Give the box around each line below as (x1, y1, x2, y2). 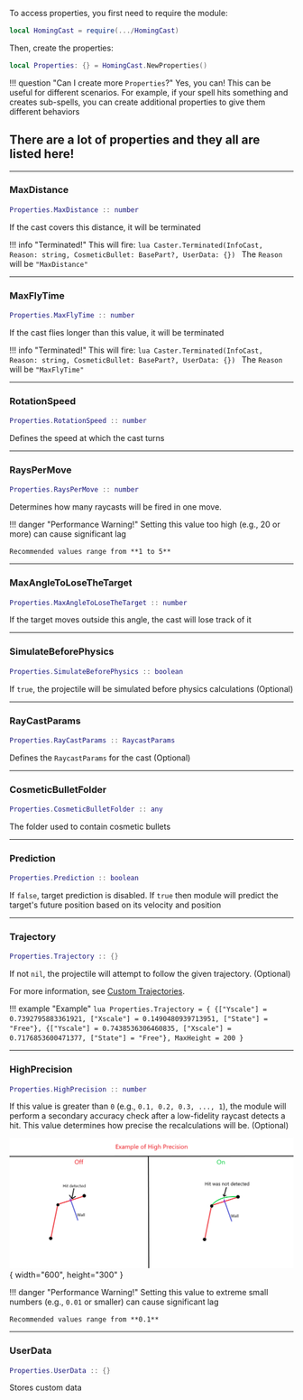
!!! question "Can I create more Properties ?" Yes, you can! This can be (9, 77, 271, 88)
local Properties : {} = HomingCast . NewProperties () (9, 60, 207, 70)
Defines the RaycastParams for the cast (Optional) (9, 752, 191, 763)
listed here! (9, 146, 75, 161)
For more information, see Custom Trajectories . (9, 986, 185, 997)
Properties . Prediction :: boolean (9, 874, 140, 883)
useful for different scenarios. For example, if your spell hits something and (9, 87, 289, 97)
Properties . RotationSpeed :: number (9, 417, 147, 426)
